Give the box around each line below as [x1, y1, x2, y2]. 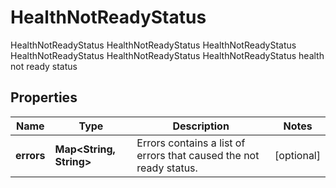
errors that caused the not [136, 148, 260, 162]
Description [172, 119, 230, 133]
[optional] [274, 148, 321, 162]
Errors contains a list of [136, 136, 246, 150]
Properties [10, 89, 78, 106]
